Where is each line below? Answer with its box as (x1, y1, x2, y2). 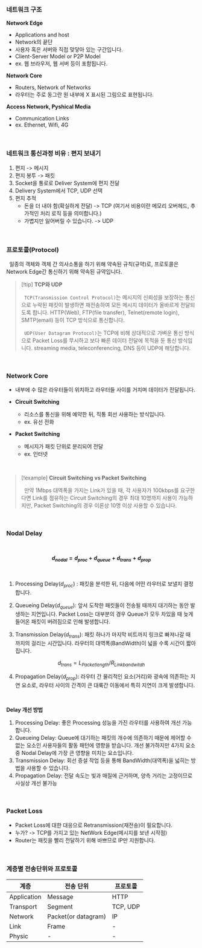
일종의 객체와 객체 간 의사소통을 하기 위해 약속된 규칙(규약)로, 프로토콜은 (8, 260, 179, 268)
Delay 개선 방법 (6, 706, 43, 714)
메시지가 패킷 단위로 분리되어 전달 (24, 443, 104, 450)
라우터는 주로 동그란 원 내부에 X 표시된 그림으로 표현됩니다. (14, 91, 154, 98)
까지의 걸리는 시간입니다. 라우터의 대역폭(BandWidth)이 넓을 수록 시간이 (14, 639, 185, 647)
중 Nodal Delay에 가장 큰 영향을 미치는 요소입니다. (14, 749, 134, 757)
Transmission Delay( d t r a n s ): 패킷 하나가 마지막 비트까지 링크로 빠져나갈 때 (14, 631, 191, 639)
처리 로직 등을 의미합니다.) (40, 209, 102, 217)
